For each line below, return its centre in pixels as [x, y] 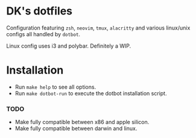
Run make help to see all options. [55, 87]
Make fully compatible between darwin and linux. [76, 128]
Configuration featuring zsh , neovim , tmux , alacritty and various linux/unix [98, 28]
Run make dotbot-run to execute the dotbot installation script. [91, 93]
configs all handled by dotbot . [43, 34]
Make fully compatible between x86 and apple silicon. [82, 122]
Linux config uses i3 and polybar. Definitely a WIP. [69, 46]
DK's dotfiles [40, 11]
